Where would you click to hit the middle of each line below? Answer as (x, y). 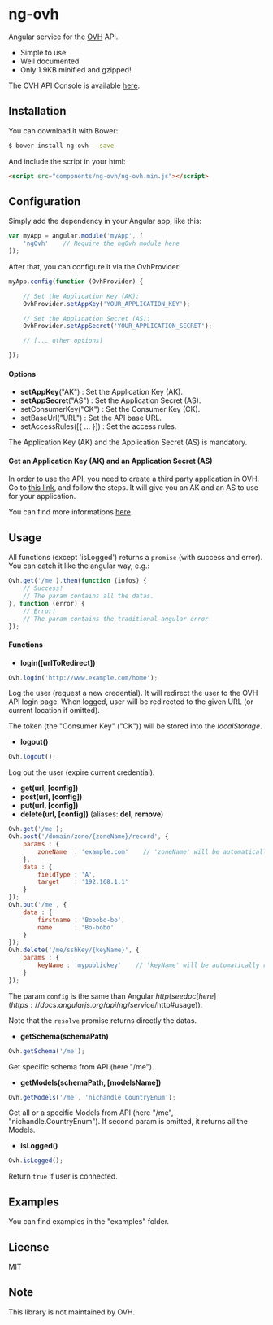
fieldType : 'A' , (67, 875)
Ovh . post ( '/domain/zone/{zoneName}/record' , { (89, 837)
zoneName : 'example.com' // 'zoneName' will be (129, 851)
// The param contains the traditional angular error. (118, 619)
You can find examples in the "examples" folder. (89, 1222)
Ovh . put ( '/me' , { (38, 905)
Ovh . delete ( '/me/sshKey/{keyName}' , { (74, 950)
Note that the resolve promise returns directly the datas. (103, 1020)
